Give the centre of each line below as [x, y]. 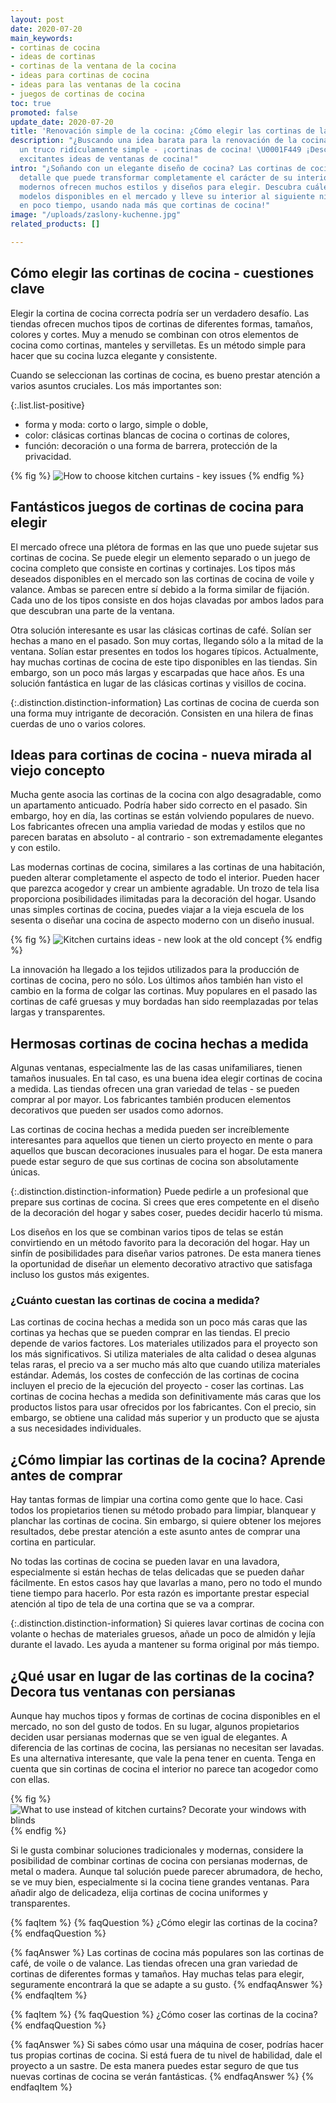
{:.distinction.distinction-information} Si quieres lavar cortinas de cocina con [167, 1623]
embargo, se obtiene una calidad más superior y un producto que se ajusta [165, 1418]
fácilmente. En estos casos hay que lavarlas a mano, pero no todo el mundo [166, 1583]
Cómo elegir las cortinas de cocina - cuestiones [162, 273]
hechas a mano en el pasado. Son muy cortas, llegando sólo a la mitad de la [167, 640]
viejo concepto [58, 770]
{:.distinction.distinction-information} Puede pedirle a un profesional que [159, 1192]
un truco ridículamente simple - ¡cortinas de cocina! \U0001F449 [160, 150]
